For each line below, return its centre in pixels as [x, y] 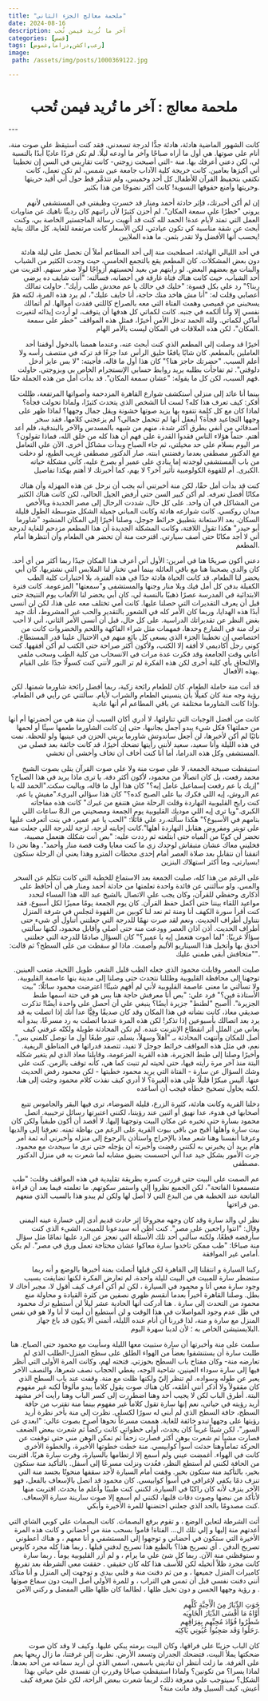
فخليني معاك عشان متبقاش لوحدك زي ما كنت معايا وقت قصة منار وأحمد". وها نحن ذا [134, 845]
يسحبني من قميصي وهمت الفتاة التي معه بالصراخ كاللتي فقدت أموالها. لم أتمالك [142, 303]
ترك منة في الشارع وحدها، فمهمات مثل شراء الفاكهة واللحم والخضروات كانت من [140, 628]
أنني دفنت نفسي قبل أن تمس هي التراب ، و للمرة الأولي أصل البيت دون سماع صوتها [135, 1580]
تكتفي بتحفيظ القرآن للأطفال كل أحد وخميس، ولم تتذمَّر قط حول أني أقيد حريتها [142, 178]
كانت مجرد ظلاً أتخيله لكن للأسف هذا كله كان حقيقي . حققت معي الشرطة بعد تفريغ [137, 1563]
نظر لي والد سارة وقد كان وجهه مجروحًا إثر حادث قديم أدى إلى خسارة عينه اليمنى [140, 1220]
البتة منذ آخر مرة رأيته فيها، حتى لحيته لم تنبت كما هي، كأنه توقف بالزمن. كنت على [139, 1062]
